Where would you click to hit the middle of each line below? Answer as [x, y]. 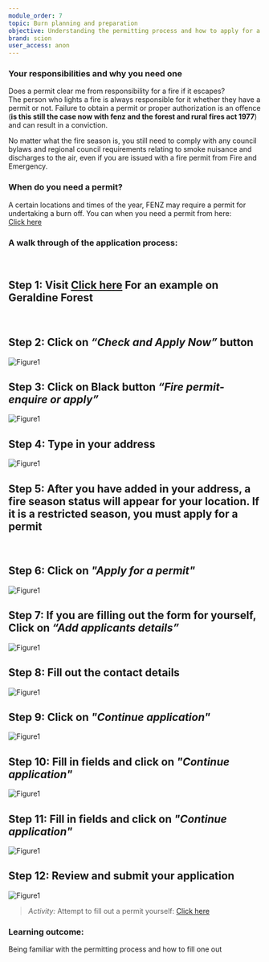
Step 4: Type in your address [82, 444]
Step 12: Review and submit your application [122, 876]
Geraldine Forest [51, 298]
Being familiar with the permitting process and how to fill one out [115, 949]
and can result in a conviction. [58, 125]
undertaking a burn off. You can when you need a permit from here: [120, 213]
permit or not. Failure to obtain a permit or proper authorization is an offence [134, 108]
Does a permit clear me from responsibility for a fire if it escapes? [117, 91]
